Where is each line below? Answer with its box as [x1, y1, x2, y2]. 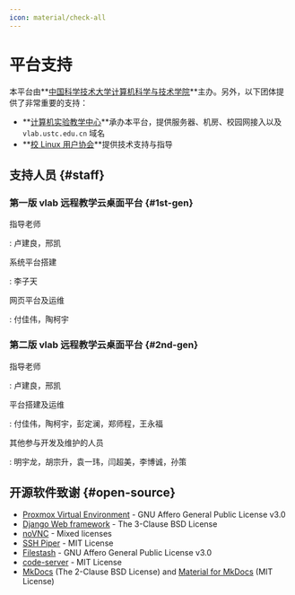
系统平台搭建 [9, 257, 56, 267]
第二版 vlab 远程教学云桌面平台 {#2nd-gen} [9, 338, 199, 351]
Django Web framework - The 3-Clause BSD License [22, 519, 218, 529]
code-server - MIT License [22, 557, 123, 568]
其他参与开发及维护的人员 [9, 437, 104, 448]
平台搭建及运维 [9, 398, 65, 409]
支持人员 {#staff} [9, 167, 105, 182]
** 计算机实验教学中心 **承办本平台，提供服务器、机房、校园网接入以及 [22, 116, 282, 127]
